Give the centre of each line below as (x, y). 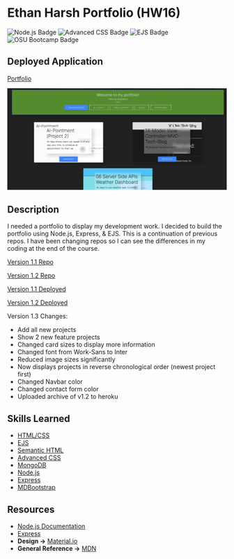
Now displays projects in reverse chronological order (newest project (116, 367)
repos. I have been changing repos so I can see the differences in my (106, 241)
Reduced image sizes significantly (67, 360)
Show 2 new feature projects (58, 337)
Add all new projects (47, 330)
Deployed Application (55, 62)
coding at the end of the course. (53, 249)
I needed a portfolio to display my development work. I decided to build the (115, 226)
